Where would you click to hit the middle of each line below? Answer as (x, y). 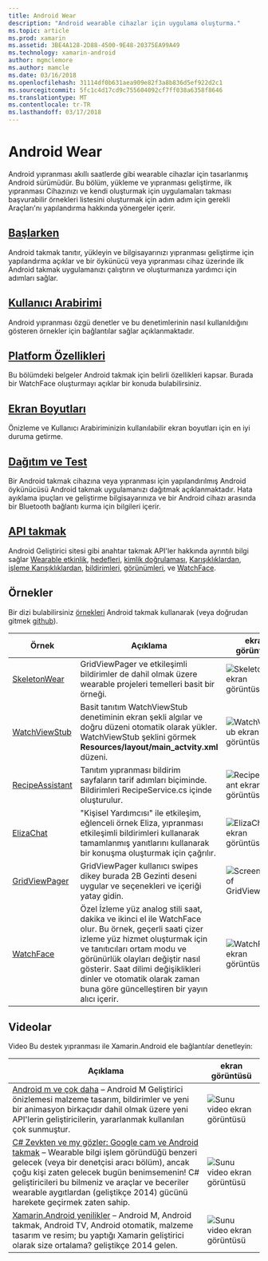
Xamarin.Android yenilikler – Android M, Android (102, 1215)
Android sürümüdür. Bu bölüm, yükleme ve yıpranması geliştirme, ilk (120, 182)
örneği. (93, 694)
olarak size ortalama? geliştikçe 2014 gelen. (95, 1246)
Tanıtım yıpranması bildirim (130, 770)
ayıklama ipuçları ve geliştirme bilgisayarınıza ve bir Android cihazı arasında (132, 498)
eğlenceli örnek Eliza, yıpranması (142, 823)
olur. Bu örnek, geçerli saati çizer (142, 928)
